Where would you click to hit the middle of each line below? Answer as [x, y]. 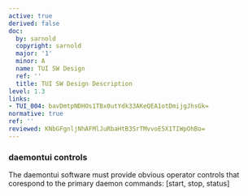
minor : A [30, 62]
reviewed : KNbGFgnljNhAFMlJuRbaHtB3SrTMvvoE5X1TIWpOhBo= [107, 129]
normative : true [36, 114]
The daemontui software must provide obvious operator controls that [124, 175]
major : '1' [34, 53]
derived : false [34, 23]
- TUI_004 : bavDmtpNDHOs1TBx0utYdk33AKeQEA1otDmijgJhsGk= [109, 106]
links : [20, 99]
